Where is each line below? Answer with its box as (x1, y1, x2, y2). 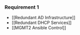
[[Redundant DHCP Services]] (11, 20, 72, 25)
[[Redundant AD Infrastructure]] (11, 15, 76, 21)
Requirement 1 (4, 4, 39, 11)
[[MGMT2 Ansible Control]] (11, 25, 66, 31)
